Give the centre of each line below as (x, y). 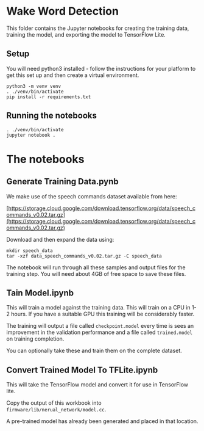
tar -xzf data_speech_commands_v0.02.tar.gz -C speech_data (84, 256)
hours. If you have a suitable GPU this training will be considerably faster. (103, 314)
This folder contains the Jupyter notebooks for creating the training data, (98, 28)
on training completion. (35, 339)
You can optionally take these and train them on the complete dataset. (94, 351)
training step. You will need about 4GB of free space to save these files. (96, 273)
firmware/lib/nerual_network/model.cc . (56, 410)
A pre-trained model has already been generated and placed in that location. (102, 421)
